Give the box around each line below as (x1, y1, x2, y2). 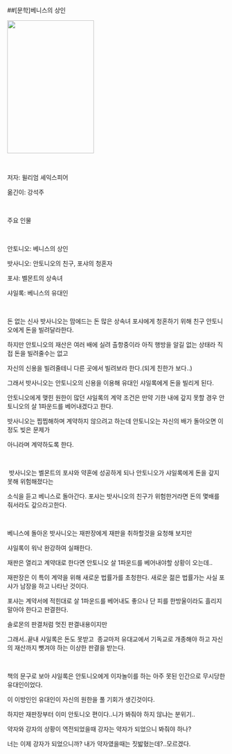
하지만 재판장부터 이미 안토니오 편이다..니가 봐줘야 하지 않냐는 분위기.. (7, 710, 196, 718)
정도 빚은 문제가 (7, 426, 51, 434)
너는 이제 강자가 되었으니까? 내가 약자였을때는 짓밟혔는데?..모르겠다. (7, 739, 191, 748)
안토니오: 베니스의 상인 (7, 245, 69, 252)
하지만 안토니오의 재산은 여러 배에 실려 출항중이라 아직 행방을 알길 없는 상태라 (7, 341, 216, 349)
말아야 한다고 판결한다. (7, 605, 69, 614)
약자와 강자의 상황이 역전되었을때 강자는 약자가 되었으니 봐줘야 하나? (7, 725, 192, 733)
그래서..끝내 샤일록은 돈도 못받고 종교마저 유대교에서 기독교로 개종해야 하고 (7, 635, 211, 643)
